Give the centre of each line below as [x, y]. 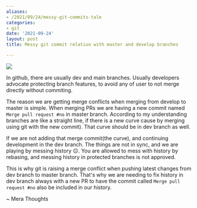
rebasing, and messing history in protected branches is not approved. [91, 157]
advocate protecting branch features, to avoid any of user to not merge [93, 84]
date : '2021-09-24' [30, 34]
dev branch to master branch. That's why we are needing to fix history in [95, 174]
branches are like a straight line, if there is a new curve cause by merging [96, 120]
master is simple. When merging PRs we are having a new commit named [96, 108]
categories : [21, 22]
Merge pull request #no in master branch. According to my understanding [97, 114]
